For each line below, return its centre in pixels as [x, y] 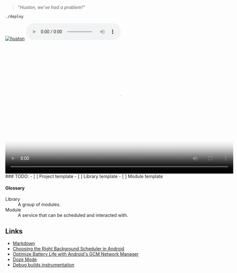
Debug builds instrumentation [43, 265]
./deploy [14, 17]
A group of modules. [39, 205]
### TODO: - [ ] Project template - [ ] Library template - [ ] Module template [84, 176]
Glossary [15, 188]
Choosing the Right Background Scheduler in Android [68, 249]
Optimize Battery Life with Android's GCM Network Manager [76, 254]
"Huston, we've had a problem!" [51, 7]
